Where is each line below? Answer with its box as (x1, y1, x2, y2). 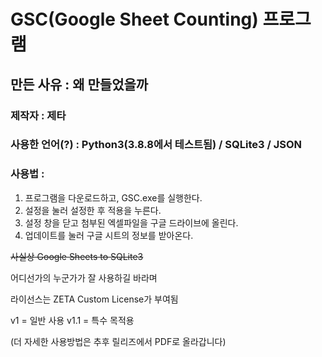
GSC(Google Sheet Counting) (10, 8, 259, 31)
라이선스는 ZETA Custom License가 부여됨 (10, 293, 179, 305)
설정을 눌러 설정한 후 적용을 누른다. (24, 204, 162, 216)
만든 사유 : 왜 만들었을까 (10, 76, 149, 93)
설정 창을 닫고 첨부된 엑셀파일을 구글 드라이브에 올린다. (24, 216, 239, 229)
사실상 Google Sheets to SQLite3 (10, 250, 144, 262)
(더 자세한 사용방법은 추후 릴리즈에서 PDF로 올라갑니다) (10, 335, 227, 347)
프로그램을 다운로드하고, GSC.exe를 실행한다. (24, 191, 203, 204)
